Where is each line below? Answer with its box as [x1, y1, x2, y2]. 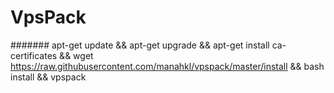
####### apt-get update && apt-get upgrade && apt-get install [10, 39, 270, 51]
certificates [10, 49, 58, 61]
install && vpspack [10, 71, 87, 83]
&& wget [59, 49, 94, 61]
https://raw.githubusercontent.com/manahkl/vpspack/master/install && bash [10, 60, 325, 72]
